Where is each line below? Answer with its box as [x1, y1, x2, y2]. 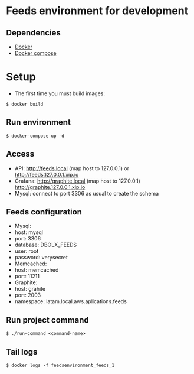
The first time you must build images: [14, 90, 105, 97]
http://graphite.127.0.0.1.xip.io [14, 183, 86, 190]
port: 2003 [14, 291, 41, 299]
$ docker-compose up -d [6, 133, 65, 139]
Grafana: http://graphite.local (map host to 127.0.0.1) [14, 177, 140, 184]
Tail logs [6, 347, 38, 357]
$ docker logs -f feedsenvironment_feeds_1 [6, 362, 115, 368]
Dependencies [6, 28, 61, 38]
